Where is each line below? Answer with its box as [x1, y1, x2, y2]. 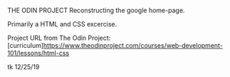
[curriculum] [7, 41, 44, 49]
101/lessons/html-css [7, 49, 70, 57]
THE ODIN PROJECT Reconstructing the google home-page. [7, 6, 185, 14]
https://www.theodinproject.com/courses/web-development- [43, 41, 223, 49]
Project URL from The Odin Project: [7, 34, 111, 42]
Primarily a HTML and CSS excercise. [7, 20, 117, 28]
